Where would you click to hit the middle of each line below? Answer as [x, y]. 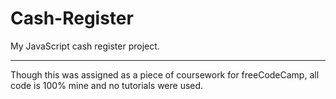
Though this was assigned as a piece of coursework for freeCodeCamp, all [165, 74]
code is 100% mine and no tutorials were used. [107, 85]
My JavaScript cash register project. [85, 46]
